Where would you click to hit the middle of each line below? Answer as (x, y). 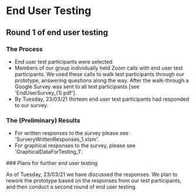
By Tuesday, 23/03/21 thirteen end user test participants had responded (102, 99)
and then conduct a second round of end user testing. (71, 187)
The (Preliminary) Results (43, 120)
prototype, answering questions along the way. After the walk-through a (102, 80)
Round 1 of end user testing (57, 32)
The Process (24, 49)
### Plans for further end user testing (52, 163)
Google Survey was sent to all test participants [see (77, 87)
